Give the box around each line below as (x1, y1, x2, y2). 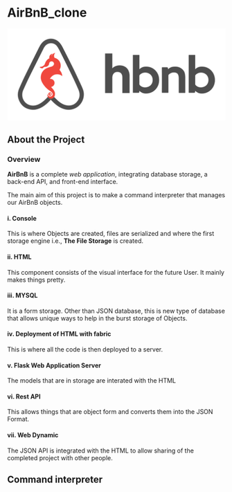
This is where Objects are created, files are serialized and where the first (7, 230, 215, 238)
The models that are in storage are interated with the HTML (7, 376, 177, 385)
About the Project (7, 134, 85, 145)
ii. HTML (7, 253, 32, 261)
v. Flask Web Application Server (7, 361, 102, 370)
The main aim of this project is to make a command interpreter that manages (7, 191, 226, 199)
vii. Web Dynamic (7, 431, 59, 439)
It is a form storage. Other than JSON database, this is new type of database (7, 307, 225, 315)
